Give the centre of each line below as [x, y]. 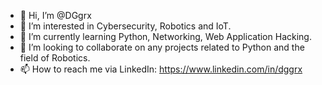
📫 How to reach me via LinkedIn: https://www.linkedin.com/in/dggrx [161, 69]
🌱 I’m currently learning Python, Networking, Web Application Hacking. [165, 36]
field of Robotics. [55, 58]
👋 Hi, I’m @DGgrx [55, 15]
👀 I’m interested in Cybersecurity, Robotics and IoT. [125, 26]
